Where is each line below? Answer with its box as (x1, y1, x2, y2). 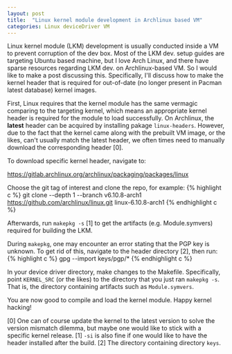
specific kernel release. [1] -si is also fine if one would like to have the (7, 331, 208, 339)
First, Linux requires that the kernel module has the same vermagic (7, 100, 198, 108)
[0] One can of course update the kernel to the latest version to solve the (7, 317, 215, 325)
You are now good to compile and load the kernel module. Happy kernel (7, 296, 213, 304)
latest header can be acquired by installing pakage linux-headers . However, (7, 122, 225, 130)
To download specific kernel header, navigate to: (7, 157, 147, 165)
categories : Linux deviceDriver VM (7, 23, 110, 30)
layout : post (7, 10, 45, 17)
